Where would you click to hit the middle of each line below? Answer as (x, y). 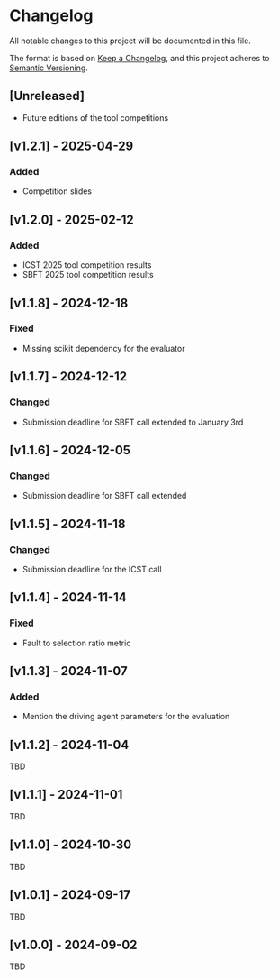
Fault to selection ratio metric (76, 643)
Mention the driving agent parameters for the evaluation (126, 717)
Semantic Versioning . (49, 68)
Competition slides (57, 191)
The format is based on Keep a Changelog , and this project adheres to (139, 58)
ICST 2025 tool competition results (87, 265)
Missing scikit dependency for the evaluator (103, 348)
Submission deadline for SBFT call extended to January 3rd (133, 422)
